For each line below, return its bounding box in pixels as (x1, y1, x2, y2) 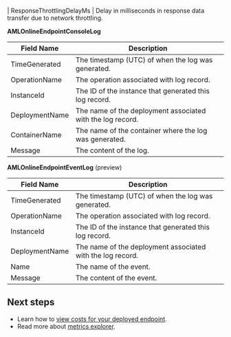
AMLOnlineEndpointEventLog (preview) (7, 163, 122, 172)
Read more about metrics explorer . (16, 322, 115, 330)
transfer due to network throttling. (7, 14, 103, 22)
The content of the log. (75, 145, 149, 155)
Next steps (7, 296, 55, 308)
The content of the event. (75, 273, 157, 283)
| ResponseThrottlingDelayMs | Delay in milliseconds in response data (7, 7, 205, 14)
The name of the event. (75, 262, 151, 272)
